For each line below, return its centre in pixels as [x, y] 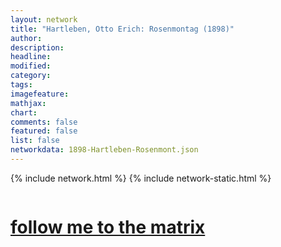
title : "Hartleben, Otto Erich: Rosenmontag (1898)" [122, 29]
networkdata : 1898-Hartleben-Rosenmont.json [104, 150]
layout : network [44, 19]
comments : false [44, 122]
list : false [35, 141]
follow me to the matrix [108, 227]
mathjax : [28, 103]
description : [37, 47]
